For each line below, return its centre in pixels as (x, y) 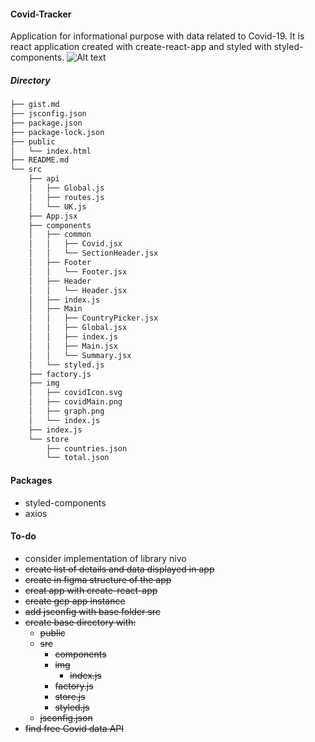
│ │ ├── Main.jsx (73, 346)
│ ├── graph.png (66, 411)
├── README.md (40, 160)
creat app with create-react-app (91, 590)
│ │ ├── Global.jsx (78, 328)
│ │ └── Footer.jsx (78, 271)
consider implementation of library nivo (105, 558)
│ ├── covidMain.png (75, 402)
